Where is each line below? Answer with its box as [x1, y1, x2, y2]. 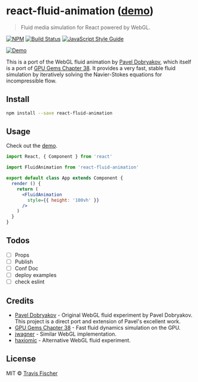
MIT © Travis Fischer [6, 370, 58, 377]
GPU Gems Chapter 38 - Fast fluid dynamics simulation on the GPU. [14, 324, 181, 331]
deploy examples [14, 272, 57, 279]
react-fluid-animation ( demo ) [6, 4, 154, 18]
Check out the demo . [6, 142, 58, 149]
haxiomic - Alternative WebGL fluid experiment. [14, 337, 131, 343]
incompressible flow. [6, 77, 57, 84]
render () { [11, 181, 41, 187]
